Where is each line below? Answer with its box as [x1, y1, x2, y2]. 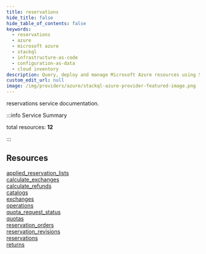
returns [6, 241, 25, 248]
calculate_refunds [6, 182, 52, 190]
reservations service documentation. [6, 100, 99, 107]
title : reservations [6, 9, 59, 15]
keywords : [6, 26, 32, 32]
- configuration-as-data [12, 60, 75, 66]
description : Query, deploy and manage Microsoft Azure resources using [6, 72, 196, 78]
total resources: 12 [6, 124, 53, 130]
